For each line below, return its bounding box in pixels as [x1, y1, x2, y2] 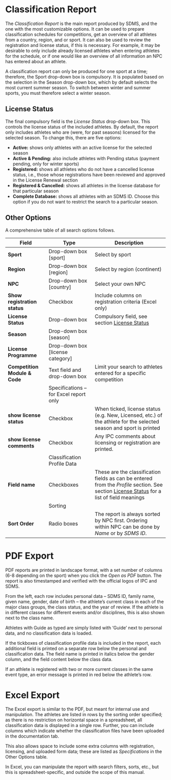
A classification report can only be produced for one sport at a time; [5, 68, 148, 74]
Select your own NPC [95, 280, 146, 287]
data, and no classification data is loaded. [5, 630, 93, 636]
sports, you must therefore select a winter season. [5, 90, 111, 96]
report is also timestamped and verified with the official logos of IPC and [5, 577, 157, 584]
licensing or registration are [95, 439, 160, 446]
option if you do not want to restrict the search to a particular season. [12, 198, 159, 205]
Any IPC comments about [95, 433, 156, 440]
